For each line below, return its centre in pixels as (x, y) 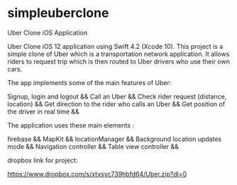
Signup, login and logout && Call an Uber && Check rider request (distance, (117, 96)
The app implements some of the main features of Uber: (89, 82)
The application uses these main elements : (71, 125)
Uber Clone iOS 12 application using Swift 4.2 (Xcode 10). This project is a (115, 46)
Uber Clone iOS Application (47, 33)
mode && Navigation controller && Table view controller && (93, 146)
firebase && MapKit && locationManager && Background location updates (115, 139)
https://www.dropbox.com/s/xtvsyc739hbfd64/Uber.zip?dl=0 (97, 174)
